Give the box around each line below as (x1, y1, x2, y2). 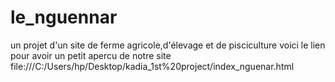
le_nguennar (10, 6, 118, 29)
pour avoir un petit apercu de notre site (10, 49, 172, 61)
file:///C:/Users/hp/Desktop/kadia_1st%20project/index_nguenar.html (10, 60, 295, 72)
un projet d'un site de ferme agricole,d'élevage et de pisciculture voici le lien (10, 39, 326, 51)
